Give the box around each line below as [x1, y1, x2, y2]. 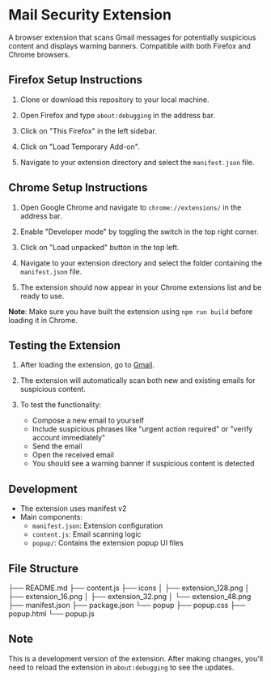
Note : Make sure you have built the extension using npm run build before [8, 306, 253, 317]
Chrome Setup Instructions [8, 181, 148, 195]
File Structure [8, 561, 78, 576]
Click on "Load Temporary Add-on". [19, 142, 140, 151]
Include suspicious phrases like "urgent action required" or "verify [32, 424, 253, 434]
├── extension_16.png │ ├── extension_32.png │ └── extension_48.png [8, 592, 252, 601]
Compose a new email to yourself [32, 415, 144, 426]
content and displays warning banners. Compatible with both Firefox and [8, 40, 251, 50]
